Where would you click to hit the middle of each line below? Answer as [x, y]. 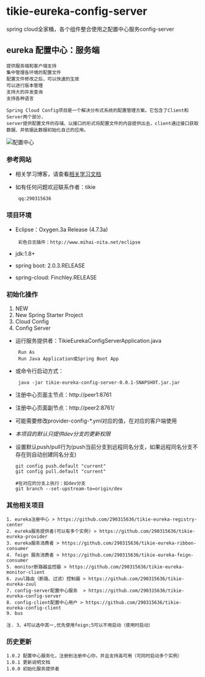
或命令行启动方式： [39, 371]
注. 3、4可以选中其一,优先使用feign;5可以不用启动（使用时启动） [80, 625]
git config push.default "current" [61, 466]
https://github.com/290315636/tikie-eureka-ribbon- [129, 543]
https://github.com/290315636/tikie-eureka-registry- [127, 519]
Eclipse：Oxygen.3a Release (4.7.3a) [61, 230]
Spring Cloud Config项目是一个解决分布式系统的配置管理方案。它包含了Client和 [98, 110]
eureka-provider [27, 537]
